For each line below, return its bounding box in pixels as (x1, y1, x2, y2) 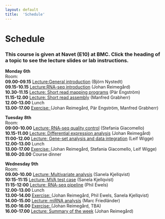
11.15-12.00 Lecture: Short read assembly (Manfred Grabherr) (5, 94, 131, 100)
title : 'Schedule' (5, 12, 45, 17)
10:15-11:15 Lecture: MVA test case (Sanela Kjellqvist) (5, 176, 114, 182)
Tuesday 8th (5, 114, 32, 120)
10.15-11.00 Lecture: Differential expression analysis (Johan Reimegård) (5, 130, 151, 136)
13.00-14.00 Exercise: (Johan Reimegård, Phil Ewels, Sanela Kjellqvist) (5, 192, 149, 198)
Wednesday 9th (5, 161, 38, 167)
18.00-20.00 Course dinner (5, 151, 62, 157)
